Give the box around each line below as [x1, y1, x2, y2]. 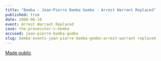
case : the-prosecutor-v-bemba [5, 26, 70, 32]
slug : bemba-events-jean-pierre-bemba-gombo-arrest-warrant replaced [5, 36, 156, 41]
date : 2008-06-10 [5, 17, 42, 22]
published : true [5, 12, 40, 17]
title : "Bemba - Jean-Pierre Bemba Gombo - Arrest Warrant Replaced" [5, 7, 156, 13]
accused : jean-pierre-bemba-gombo [5, 31, 79, 36]
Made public [5, 49, 32, 56]
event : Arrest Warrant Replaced [5, 21, 74, 27]
